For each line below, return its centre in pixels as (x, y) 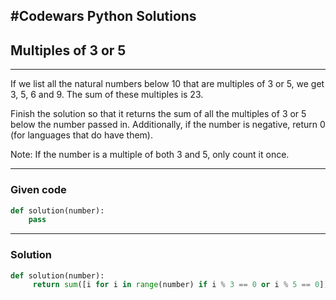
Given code (38, 190)
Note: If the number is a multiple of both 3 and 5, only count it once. (150, 155)
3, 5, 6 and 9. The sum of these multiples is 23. (107, 95)
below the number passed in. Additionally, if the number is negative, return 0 (168, 125)
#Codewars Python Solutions (103, 16)
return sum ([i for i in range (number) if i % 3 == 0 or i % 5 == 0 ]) (180, 285)
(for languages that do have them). (81, 135)
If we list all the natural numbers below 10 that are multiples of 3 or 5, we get (167, 84)
